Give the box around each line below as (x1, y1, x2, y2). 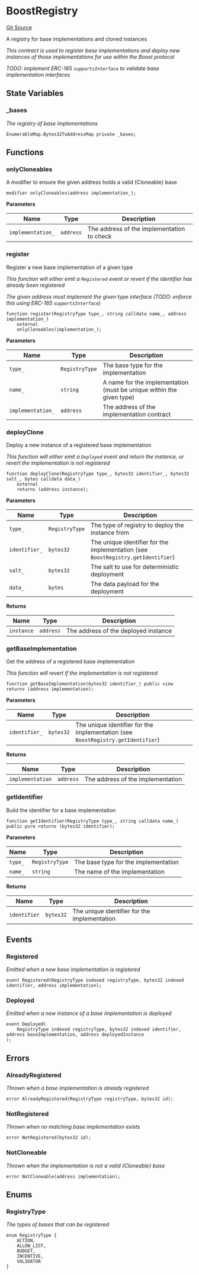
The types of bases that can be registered (6, 1221, 110, 1228)
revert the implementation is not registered (6, 459, 110, 466)
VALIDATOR (17, 1258, 41, 1265)
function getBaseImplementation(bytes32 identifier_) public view (6, 681, 174, 687)
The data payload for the (91, 579, 159, 588)
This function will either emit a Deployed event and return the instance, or (6, 453, 184, 460)
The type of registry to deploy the (91, 521, 184, 529)
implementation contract (102, 410, 171, 418)
